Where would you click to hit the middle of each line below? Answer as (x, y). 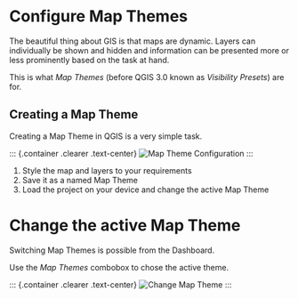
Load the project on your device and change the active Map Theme (145, 190)
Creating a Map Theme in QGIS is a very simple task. (106, 136)
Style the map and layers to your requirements (107, 170)
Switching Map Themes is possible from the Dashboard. (112, 250)
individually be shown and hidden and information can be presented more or (149, 50)
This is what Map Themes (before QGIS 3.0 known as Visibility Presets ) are (147, 77)
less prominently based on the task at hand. (89, 60)
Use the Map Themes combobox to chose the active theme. (119, 267)
